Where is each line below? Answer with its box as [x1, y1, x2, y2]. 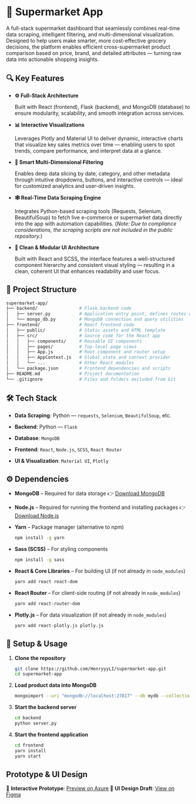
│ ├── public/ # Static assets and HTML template [6, 327, 166, 333]
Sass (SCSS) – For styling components [14, 546, 108, 553]
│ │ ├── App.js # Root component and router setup [6, 349, 166, 355]
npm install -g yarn [14, 535, 65, 541]
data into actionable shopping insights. [6, 56, 99, 63]
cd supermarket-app [14, 671, 62, 677]
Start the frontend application [14, 731, 89, 738]
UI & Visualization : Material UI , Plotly [14, 457, 109, 464]
